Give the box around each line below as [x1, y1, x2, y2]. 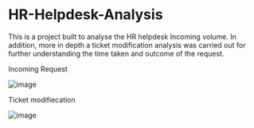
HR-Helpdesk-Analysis [8, 6, 163, 24]
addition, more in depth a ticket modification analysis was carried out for [8, 40, 246, 49]
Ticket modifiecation [8, 95, 76, 104]
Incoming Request [8, 64, 68, 73]
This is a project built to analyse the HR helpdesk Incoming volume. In [8, 32, 236, 41]
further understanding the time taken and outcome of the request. [8, 48, 225, 58]
